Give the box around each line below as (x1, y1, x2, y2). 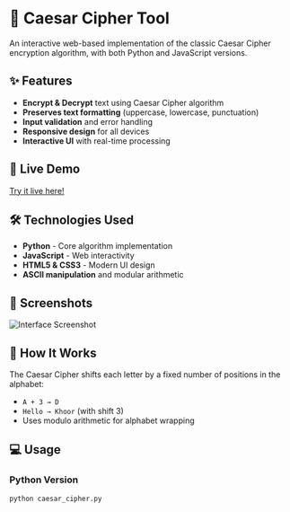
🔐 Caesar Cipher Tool (9, 8, 171, 29)
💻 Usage (9, 442, 61, 457)
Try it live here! (9, 185, 65, 196)
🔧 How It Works (9, 345, 97, 360)
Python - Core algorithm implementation (22, 241, 173, 252)
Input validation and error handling (22, 116, 154, 127)
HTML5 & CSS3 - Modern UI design (22, 260, 155, 270)
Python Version (9, 473, 79, 486)
